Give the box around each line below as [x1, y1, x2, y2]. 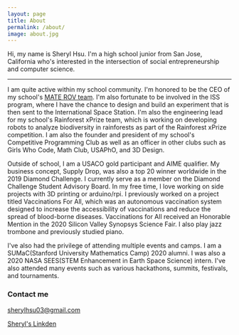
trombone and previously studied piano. [7, 228, 124, 236]
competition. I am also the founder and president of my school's [7, 131, 195, 139]
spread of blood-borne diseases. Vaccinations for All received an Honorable [7, 213, 231, 221]
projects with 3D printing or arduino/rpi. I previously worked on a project [7, 190, 219, 198]
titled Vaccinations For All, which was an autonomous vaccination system [7, 197, 222, 206]
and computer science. [7, 65, 75, 73]
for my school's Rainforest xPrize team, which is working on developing [7, 115, 217, 124]
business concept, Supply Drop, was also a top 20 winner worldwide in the [7, 167, 227, 176]
